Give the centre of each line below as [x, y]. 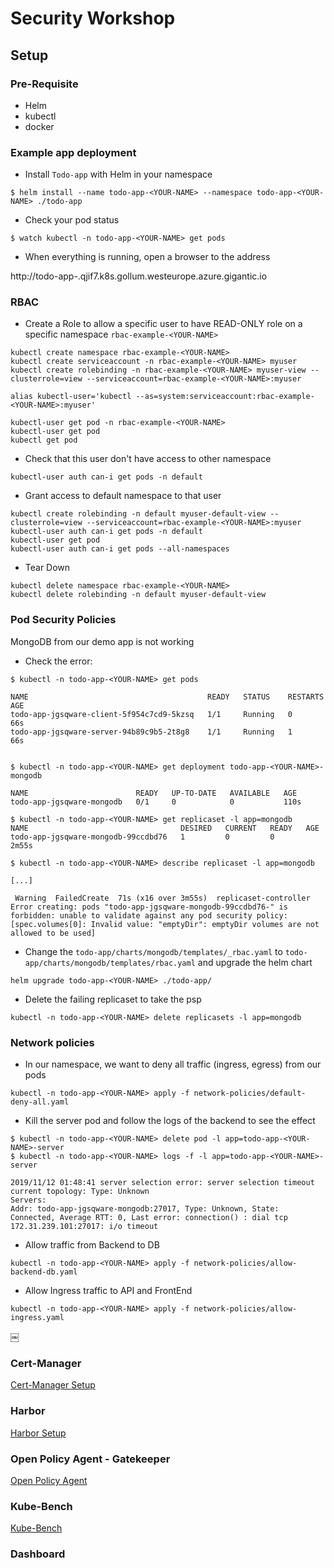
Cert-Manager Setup [53, 1385]
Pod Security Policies [63, 620]
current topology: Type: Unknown [80, 1192]
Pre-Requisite [44, 84]
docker [39, 126]
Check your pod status [72, 220]
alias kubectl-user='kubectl [71, 397]
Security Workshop [93, 18]
